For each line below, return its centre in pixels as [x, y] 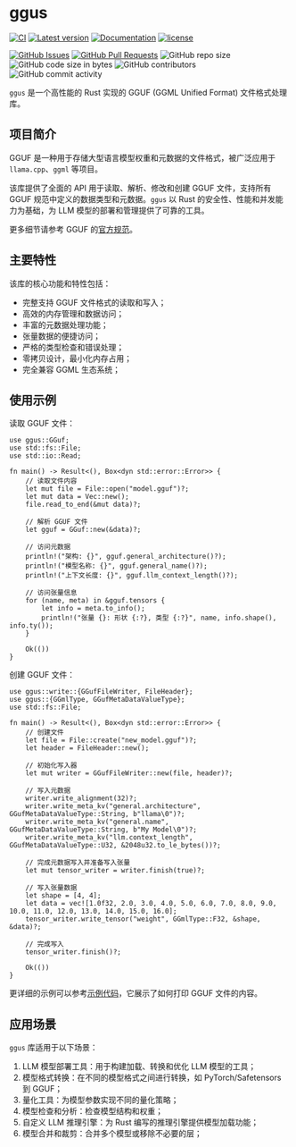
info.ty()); [31, 626]
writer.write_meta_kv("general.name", [97, 822]
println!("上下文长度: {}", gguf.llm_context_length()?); [132, 576]
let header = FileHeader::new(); [87, 748]
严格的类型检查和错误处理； [73, 347]
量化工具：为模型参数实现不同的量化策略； [100, 1100]
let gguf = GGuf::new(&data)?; [83, 530]
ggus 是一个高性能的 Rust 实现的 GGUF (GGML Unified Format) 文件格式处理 [148, 92]
